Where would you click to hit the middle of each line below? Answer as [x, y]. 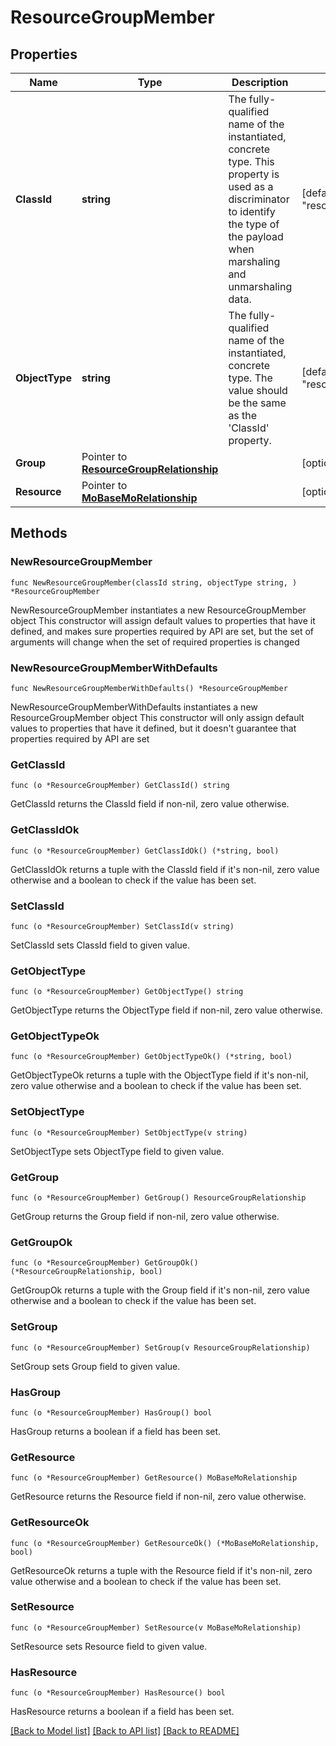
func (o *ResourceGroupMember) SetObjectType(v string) [129, 1132]
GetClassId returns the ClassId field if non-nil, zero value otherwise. [150, 804]
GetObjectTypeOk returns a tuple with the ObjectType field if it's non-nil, [159, 1075]
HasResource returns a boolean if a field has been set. [122, 1712]
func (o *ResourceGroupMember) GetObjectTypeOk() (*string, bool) [151, 1057]
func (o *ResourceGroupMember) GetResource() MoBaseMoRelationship [154, 1478]
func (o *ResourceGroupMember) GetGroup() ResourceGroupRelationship [158, 1198]
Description [260, 82]
